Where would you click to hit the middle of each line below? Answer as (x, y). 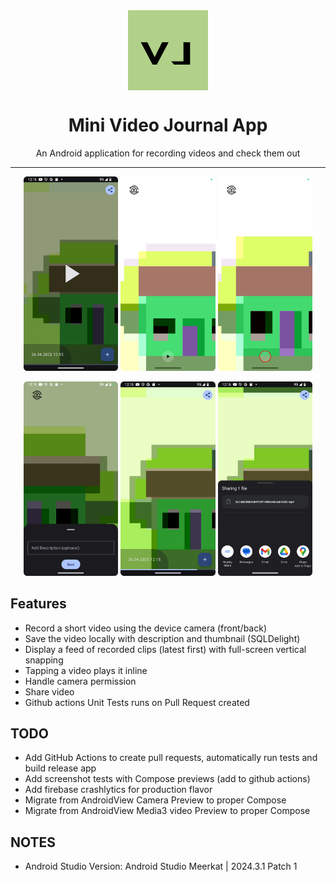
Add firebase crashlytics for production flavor (118, 790)
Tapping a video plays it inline (86, 670)
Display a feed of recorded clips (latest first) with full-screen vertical (165, 649)
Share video (49, 691)
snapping (44, 660)
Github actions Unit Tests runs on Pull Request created (137, 702)
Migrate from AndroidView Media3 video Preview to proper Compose (167, 811)
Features (38, 604)
